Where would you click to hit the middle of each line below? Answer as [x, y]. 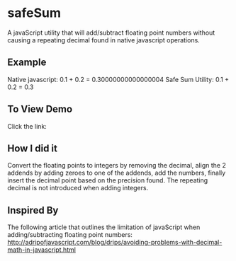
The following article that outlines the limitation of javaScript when [104, 227]
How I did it [33, 148]
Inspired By [33, 210]
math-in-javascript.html [42, 250]
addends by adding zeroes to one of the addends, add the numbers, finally [117, 173]
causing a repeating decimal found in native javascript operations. [103, 40]
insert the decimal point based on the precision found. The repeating [108, 180]
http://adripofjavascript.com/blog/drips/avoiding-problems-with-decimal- [115, 243]
